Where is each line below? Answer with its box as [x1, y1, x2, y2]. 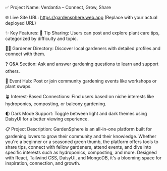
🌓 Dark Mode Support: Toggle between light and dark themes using [5, 111, 147, 116]
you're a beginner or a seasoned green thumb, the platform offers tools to [5, 139, 159, 145]
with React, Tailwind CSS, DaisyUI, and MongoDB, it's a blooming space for [5, 155, 162, 161]
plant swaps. [5, 83, 32, 89]
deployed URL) [5, 20, 36, 26]
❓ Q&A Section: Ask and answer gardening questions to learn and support [5, 61, 159, 67]
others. [5, 68, 20, 74]
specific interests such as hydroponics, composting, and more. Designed [5, 149, 157, 155]
